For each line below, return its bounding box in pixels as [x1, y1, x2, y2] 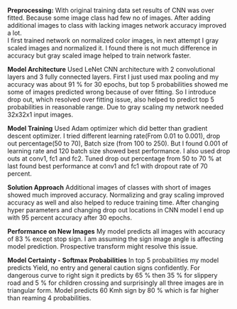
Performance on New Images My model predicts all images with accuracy [7, 227, 226, 235]
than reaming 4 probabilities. [7, 294, 92, 302]
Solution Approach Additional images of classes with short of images [7, 183, 211, 191]
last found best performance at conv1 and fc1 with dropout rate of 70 [7, 162, 208, 170]
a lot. [7, 28, 23, 37]
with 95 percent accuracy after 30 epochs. [7, 213, 133, 222]
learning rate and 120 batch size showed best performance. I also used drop [7, 147, 231, 155]
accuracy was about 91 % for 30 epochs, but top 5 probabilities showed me [7, 80, 228, 88]
